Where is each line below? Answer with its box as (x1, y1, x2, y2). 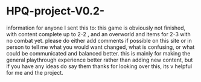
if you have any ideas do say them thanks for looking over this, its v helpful (6, 62, 192, 70)
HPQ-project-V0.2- (6, 4, 105, 18)
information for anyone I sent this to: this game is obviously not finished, (6, 24, 186, 31)
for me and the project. (6, 69, 63, 76)
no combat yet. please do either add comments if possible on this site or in (6, 37, 192, 44)
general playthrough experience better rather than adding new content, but (6, 56, 193, 63)
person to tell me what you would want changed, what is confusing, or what (6, 43, 195, 51)
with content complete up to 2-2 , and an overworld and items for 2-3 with (6, 30, 191, 37)
